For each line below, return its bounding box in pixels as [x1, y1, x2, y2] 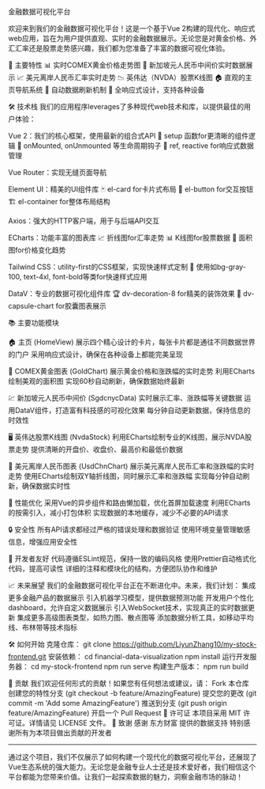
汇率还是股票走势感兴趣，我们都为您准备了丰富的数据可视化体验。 [14, 44, 230, 53]
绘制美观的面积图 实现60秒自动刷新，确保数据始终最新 [8, 377, 185, 385]
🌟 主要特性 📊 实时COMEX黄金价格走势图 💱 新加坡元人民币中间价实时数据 [8, 60, 246, 70]
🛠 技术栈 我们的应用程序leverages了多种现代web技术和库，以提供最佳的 [8, 102, 244, 111]
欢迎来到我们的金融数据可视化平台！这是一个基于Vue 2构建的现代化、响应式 [8, 24, 256, 33]
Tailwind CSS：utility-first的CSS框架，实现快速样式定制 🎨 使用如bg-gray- [8, 262, 247, 271]
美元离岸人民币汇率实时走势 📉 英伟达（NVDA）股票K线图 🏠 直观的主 [25, 73, 252, 82]
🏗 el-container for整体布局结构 [8, 197, 110, 206]
